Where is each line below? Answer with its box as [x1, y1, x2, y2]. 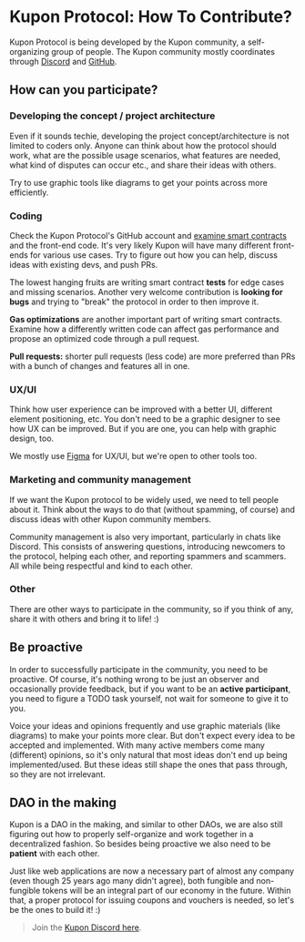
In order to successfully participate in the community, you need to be [9, 663, 269, 675]
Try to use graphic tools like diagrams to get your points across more [9, 177, 269, 188]
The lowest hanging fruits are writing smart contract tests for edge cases [9, 276, 285, 288]
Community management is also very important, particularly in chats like [9, 531, 281, 542]
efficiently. [9, 187, 49, 198]
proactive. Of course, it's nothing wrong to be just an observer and [9, 673, 259, 684]
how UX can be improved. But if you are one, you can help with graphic [9, 424, 278, 435]
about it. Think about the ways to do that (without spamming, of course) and [9, 504, 296, 515]
